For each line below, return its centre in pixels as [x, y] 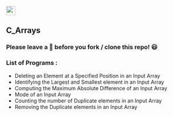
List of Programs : [32, 63]
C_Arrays [23, 31]
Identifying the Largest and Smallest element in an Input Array [89, 82]
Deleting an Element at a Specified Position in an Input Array [87, 76]
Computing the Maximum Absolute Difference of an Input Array [91, 88]
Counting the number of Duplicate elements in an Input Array [88, 100]
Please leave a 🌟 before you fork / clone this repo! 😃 [82, 47]
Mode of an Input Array [43, 94]
